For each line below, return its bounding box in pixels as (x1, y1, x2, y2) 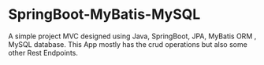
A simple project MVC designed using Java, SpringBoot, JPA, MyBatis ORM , (8, 31, 257, 41)
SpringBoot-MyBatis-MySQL (8, 5, 201, 23)
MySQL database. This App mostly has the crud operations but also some (8, 39, 248, 49)
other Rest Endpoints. (8, 48, 79, 57)
